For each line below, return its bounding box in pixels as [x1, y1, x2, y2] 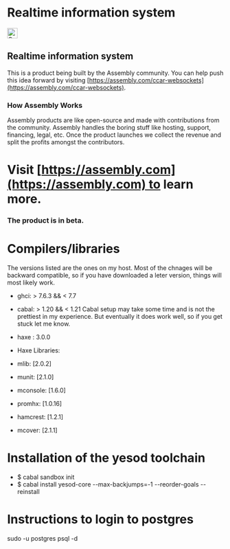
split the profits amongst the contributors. [7, 138, 125, 146]
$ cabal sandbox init [16, 473, 75, 482]
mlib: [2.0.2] [16, 359, 51, 368]
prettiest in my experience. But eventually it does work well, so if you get [16, 313, 223, 321]
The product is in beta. [7, 216, 84, 225]
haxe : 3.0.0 [16, 333, 51, 341]
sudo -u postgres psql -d [7, 534, 78, 542]
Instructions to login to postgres [7, 512, 194, 527]
